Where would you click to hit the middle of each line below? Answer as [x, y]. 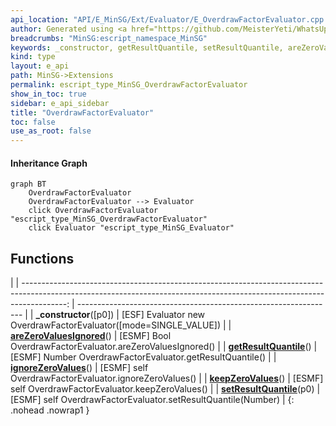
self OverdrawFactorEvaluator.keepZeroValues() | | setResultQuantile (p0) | [165, 389]
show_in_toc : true [48, 94]
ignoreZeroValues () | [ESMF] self [79, 368]
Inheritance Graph [49, 163]
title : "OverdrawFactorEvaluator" [82, 112]
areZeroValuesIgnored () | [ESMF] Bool [91, 336]
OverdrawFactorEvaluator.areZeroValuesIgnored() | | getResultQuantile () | [164, 347]
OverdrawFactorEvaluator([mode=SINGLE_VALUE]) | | [121, 325]
